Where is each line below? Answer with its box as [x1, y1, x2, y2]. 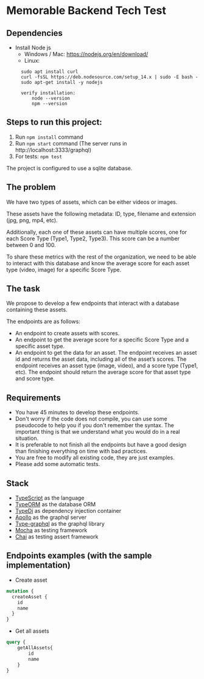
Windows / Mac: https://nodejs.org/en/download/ [24, 50, 149, 58]
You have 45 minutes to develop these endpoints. [15, 409, 140, 416]
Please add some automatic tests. [15, 461, 100, 468]
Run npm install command [15, 133, 83, 141]
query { [6, 639, 26, 646]
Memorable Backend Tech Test [6, 4, 166, 18]
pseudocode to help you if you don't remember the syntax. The [15, 422, 175, 429]
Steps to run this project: [6, 117, 102, 128]
